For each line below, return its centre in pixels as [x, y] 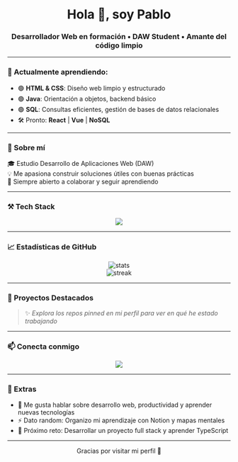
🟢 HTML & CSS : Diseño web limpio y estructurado [91, 88]
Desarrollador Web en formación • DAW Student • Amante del [119, 37]
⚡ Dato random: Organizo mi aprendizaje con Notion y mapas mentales [121, 420]
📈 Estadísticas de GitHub [52, 247]
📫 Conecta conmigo [44, 346]
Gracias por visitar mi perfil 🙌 [119, 451]
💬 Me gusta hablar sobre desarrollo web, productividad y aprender [115, 405]
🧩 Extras [22, 389]
